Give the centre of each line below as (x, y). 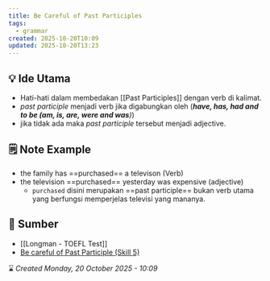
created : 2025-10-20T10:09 (54, 38)
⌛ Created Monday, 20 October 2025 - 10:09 (83, 268)
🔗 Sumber (33, 224)
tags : (17, 23)
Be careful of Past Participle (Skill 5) (80, 252)
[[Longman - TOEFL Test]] (64, 243)
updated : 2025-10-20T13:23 (54, 46)
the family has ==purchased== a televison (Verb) (102, 173)
